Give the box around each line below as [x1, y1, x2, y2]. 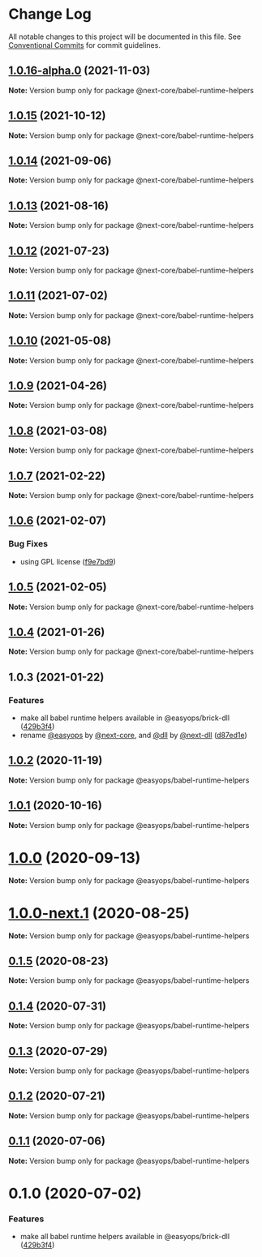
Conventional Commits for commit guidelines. [8, 40, 161, 49]
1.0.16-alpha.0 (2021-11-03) [8, 64, 151, 78]
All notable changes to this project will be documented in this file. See [8, 32, 242, 41]
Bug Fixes [8, 538, 49, 550]
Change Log [8, 5, 92, 24]
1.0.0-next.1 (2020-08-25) [8, 903, 191, 922]
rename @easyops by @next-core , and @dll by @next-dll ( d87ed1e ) [19, 731, 247, 740]
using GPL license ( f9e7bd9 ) [19, 556, 116, 566]
